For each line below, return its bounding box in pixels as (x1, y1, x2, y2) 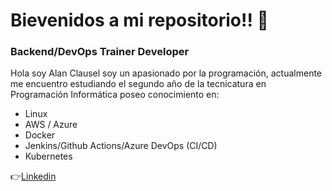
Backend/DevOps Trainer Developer (10, 45, 190, 59)
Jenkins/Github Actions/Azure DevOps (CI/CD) (24, 140, 218, 152)
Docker (24, 129, 56, 141)
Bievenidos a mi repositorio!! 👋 (10, 9, 269, 32)
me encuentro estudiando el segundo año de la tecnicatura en (10, 78, 267, 90)
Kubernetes (24, 150, 73, 163)
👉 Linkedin (10, 170, 57, 183)
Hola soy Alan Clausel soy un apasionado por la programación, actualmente (10, 67, 323, 79)
